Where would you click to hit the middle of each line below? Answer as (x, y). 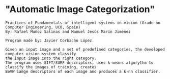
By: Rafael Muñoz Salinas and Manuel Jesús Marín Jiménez (68, 31)
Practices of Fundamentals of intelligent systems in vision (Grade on (83, 23)
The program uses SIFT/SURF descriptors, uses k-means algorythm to (79, 63)
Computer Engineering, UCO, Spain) (43, 27)
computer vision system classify (41, 54)
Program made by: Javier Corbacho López (49, 41)
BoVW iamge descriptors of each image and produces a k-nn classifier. (83, 71)
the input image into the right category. (51, 58)
